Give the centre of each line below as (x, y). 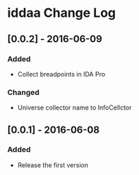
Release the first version (53, 165)
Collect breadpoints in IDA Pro (61, 74)
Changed (24, 92)
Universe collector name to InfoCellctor (74, 108)
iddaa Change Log (62, 13)
